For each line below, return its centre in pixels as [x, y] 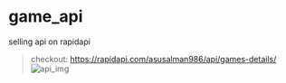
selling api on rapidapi [50, 41]
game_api [46, 17]
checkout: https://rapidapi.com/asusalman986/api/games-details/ [153, 59]
